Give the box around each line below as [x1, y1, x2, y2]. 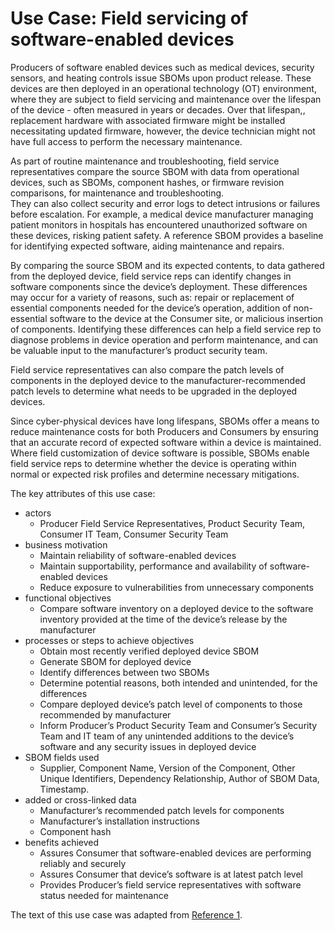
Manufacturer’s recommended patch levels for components [39, 804, 285, 816]
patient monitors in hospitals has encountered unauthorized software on [10, 218, 308, 231]
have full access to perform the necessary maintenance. [10, 135, 243, 147]
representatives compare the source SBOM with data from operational [10, 165, 300, 177]
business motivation [24, 538, 108, 551]
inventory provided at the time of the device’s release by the [39, 613, 288, 625]
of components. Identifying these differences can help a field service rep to [10, 323, 322, 335]
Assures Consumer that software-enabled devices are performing [39, 847, 312, 859]
